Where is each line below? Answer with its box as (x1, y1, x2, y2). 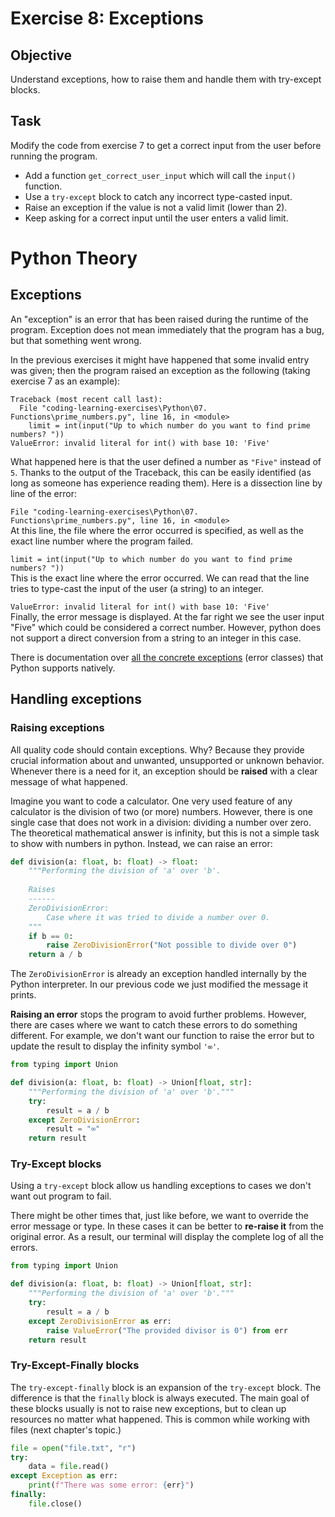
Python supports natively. (10, 662, 116, 674)
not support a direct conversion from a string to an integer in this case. (10, 632, 302, 644)
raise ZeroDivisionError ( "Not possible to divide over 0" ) (46, 940, 298, 951)
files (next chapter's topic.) (10, 1423, 122, 1436)
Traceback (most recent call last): (10, 394, 163, 404)
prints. (10, 989, 37, 1001)
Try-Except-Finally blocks (10, 1358, 140, 1372)
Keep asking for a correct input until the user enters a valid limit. (24, 212, 289, 224)
